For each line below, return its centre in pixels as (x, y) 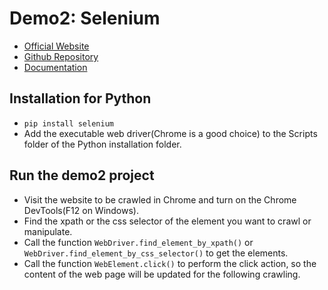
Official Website (56, 46)
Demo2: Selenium (85, 18)
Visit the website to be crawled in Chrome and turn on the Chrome (160, 199)
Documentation (55, 67)
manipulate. (48, 231)
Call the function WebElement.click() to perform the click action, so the (170, 263)
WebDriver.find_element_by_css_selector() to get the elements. (156, 253)
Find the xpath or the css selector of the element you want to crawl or (167, 221)
